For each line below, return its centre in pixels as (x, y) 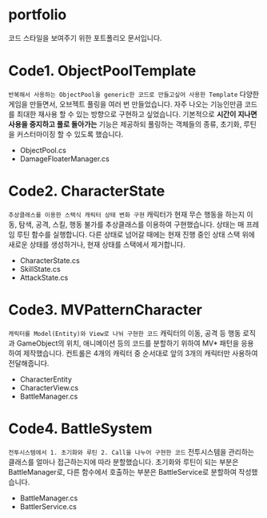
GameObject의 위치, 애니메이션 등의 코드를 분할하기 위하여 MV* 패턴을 (128, 343)
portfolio (38, 15)
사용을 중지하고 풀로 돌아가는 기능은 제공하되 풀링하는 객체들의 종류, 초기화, (125, 124)
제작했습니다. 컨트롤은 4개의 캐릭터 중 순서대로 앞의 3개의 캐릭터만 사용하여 (140, 353)
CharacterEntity (46, 379)
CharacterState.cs (50, 260)
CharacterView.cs (49, 387)
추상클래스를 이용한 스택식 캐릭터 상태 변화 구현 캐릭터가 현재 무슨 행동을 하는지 (127, 214)
